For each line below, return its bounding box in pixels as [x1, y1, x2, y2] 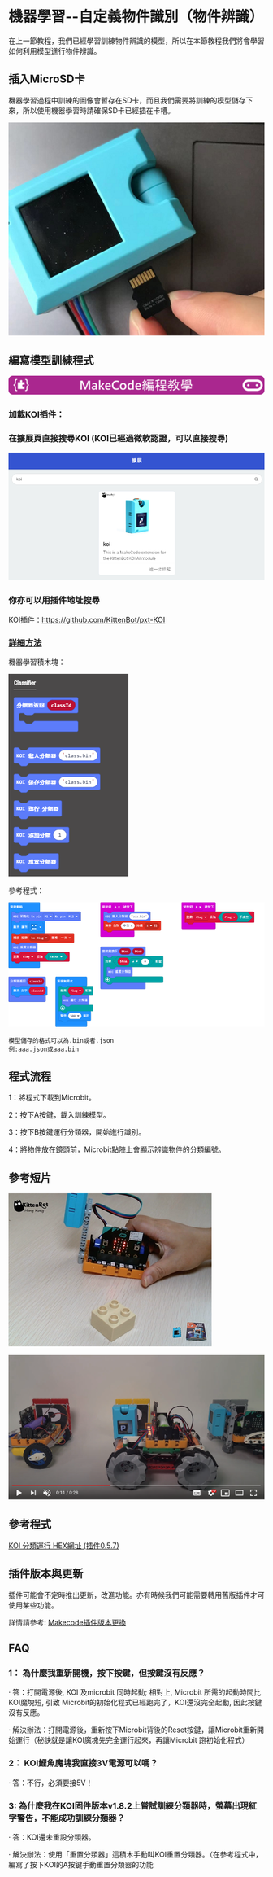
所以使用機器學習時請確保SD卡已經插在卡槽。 [22, 105, 175, 115]
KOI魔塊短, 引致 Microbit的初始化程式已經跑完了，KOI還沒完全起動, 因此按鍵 [8, 1698, 262, 1708]
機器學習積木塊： [8, 657, 66, 667]
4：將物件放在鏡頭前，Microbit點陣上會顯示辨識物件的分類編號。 [8, 1144, 226, 1154]
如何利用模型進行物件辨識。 [8, 46, 102, 55]
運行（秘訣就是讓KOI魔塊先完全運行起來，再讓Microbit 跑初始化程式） [15, 1735, 249, 1745]
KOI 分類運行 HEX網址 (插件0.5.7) [8, 1540, 119, 1551]
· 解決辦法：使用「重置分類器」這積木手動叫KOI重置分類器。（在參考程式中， [8, 1849, 263, 1859]
